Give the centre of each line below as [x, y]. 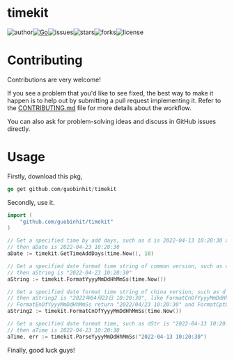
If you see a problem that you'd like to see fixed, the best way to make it [110, 93]
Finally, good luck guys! [41, 350]
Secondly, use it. [31, 202]
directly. [19, 129]
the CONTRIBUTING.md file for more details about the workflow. [99, 108]
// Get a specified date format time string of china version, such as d [117, 292]
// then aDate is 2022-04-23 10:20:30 [63, 247]
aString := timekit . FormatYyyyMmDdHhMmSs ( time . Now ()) [87, 279]
